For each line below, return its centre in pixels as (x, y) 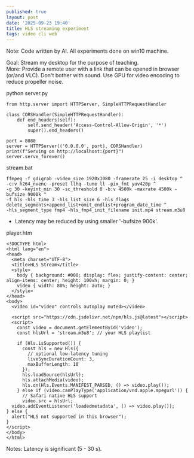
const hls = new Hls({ (50, 349)
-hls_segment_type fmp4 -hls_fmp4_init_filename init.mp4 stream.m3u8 (96, 210)
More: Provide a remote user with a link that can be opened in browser (93, 69)
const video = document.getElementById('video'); (80, 328)
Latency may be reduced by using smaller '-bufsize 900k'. (86, 222)
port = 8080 (21, 141)
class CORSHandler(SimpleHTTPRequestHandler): (65, 115)
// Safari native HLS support (59, 396)
